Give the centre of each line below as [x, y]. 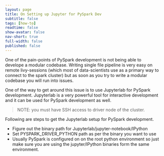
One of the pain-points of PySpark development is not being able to [73, 59]
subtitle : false [22, 19]
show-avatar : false [25, 32]
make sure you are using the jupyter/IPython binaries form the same [81, 144]
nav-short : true [22, 37]
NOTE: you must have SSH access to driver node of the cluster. [81, 110]
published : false [23, 46]
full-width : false [24, 41]
